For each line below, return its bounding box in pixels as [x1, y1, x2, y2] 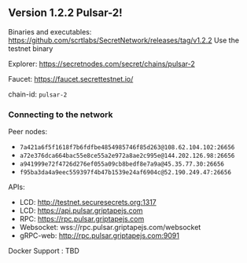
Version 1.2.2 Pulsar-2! [8, 6, 124, 20]
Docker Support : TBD [8, 247, 80, 256]
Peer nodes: [8, 127, 48, 137]
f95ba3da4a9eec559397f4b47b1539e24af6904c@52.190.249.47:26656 [19, 169, 232, 177]
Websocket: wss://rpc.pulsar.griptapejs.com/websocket [19, 223, 201, 232]
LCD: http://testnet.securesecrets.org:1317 [19, 198, 157, 207]
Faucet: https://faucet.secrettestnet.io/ [8, 74, 134, 83]
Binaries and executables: [8, 27, 92, 36]
